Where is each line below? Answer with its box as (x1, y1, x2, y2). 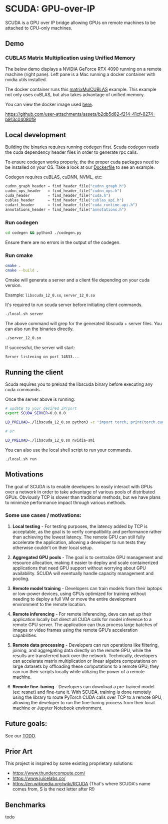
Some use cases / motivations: (5, 512, 81, 519)
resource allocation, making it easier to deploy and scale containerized (12, 560, 158, 566)
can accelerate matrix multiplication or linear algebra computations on (12, 658, 157, 664)
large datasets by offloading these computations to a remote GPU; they (12, 663, 159, 669)
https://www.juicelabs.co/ (12, 775, 66, 781)
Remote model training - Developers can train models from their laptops (12, 585, 162, 591)
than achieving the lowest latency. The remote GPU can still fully (12, 534, 145, 540)
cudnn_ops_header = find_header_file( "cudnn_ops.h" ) (5, 188, 122, 193)
